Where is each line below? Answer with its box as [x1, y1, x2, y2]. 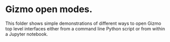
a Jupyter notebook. [5, 31, 48, 37]
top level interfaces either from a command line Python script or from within [5, 25, 165, 31]
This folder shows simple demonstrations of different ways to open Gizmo [5, 20, 161, 26]
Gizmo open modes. [5, 4, 93, 15]
